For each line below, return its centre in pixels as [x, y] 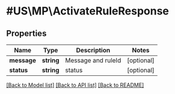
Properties [26, 33]
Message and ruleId [93, 60]
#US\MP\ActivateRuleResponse [88, 11]
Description [93, 50]
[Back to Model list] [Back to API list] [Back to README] [75, 85]
